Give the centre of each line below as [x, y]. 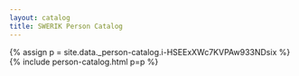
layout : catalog [40, 18]
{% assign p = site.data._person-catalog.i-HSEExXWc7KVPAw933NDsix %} [150, 52]
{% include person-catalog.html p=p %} [84, 62]
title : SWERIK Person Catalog [66, 26]
